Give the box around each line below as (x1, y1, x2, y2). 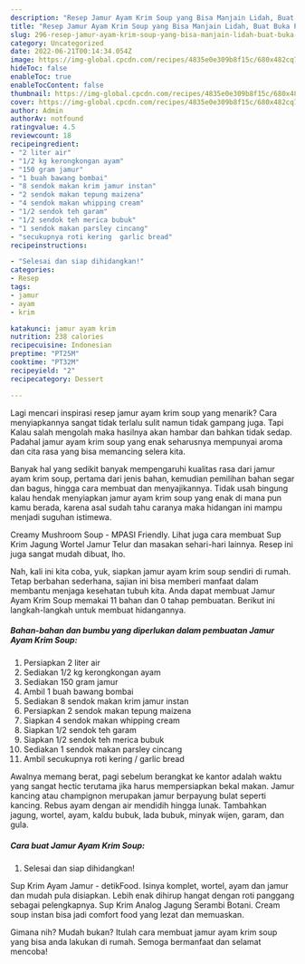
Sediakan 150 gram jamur (23, 677, 119, 688)
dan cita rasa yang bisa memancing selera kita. (10, 446, 186, 457)
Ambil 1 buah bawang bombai (23, 686, 134, 698)
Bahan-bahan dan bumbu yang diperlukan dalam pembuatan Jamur (10, 625, 275, 636)
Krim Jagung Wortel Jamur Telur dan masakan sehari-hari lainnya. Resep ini (10, 538, 293, 549)
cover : (10, 97, 35, 107)
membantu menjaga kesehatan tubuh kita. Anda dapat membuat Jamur (10, 585, 275, 596)
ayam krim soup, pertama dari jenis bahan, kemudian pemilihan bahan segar (10, 473, 295, 484)
